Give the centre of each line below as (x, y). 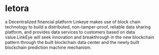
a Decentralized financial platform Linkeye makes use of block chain (73, 22)
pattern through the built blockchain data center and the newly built (72, 42)
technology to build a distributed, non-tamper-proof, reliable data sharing (78, 27)
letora (17, 8)
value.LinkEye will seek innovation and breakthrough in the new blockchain (80, 37)
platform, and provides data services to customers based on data (70, 32)
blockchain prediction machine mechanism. (48, 47)
